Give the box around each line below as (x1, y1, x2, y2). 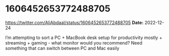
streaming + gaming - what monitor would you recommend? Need (5, 39, 143, 45)
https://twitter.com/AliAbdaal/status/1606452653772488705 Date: (5, 19, 144, 25)
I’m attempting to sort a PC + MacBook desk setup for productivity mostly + (5, 34, 162, 40)
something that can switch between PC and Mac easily (5, 45, 120, 51)
